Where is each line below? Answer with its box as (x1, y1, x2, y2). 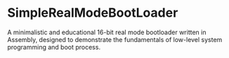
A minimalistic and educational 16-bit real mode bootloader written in (7, 28, 207, 36)
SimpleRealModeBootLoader (7, 5, 178, 21)
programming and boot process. (7, 43, 100, 51)
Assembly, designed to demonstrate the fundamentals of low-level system (7, 35, 223, 43)
